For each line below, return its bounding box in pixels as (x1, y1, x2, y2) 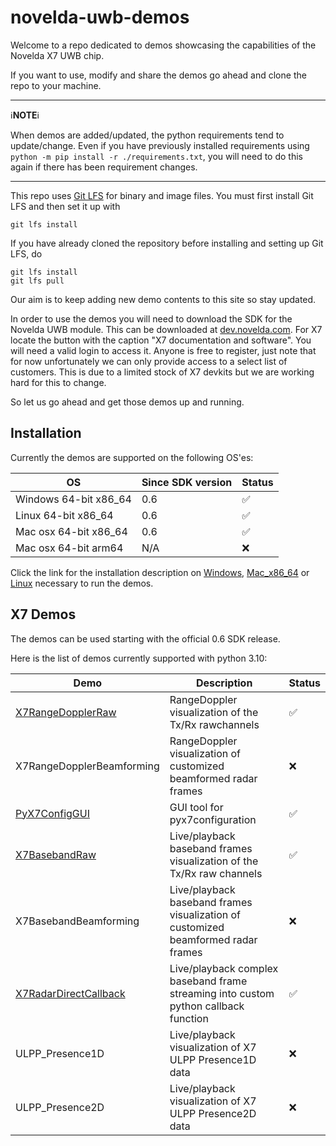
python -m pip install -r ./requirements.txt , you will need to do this (10, 150, 303, 162)
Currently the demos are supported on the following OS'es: (10, 451, 254, 463)
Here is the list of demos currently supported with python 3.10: (10, 652, 268, 664)
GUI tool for (169, 800, 224, 814)
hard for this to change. (10, 376, 107, 388)
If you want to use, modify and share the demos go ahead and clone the (10, 69, 307, 81)
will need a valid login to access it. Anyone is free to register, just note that (10, 344, 317, 356)
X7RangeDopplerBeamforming (15, 759, 160, 773)
